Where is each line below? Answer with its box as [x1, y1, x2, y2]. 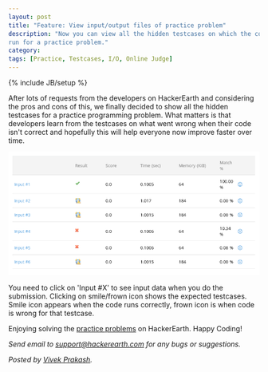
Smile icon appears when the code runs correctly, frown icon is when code [8, 299, 255, 309]
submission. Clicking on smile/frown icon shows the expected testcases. [8, 291, 247, 301]
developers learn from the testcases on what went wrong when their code [8, 119, 252, 128]
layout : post [8, 13, 52, 21]
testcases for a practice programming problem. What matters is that [8, 110, 231, 120]
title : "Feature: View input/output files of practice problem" [8, 21, 227, 30]
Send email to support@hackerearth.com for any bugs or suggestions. [8, 339, 241, 349]
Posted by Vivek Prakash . [8, 354, 93, 364]
